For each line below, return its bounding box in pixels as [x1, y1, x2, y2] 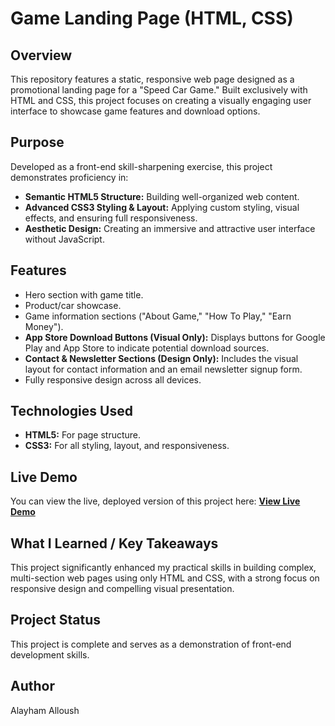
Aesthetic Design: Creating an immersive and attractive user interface [24, 222, 316, 234]
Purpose [10, 134, 65, 151]
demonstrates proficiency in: [10, 171, 129, 183]
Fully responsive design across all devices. [24, 373, 202, 386]
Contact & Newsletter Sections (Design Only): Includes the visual [24, 352, 299, 364]
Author [10, 678, 55, 695]
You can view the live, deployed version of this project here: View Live [10, 495, 301, 507]
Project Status [10, 612, 102, 629]
